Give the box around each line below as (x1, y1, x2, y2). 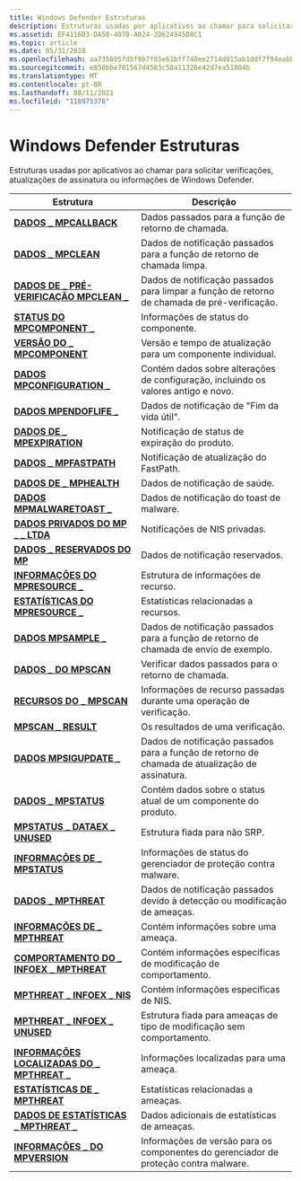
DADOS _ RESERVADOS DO (13, 543, 132, 556)
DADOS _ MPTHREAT (13, 895, 106, 907)
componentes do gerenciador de (140, 1146, 279, 1159)
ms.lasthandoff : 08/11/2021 (9, 88, 115, 97)
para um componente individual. (140, 348, 277, 360)
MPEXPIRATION (13, 436, 83, 449)
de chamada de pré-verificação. (140, 296, 278, 309)
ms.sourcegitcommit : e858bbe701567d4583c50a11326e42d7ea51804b (9, 64, 251, 73)
